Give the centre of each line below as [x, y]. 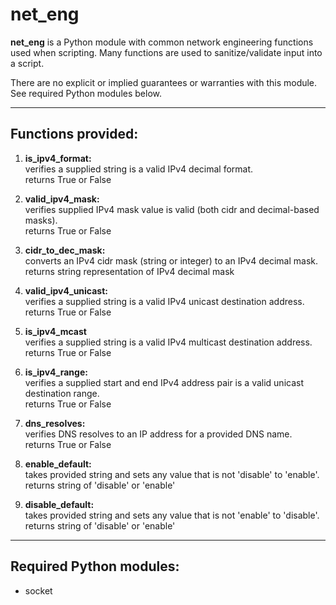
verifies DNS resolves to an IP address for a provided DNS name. [158, 434]
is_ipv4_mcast [55, 331]
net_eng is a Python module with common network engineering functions [162, 42]
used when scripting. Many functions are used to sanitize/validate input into [166, 52]
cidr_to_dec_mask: [65, 250]
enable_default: [58, 464]
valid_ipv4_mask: [62, 199]
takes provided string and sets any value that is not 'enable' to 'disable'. [172, 515]
